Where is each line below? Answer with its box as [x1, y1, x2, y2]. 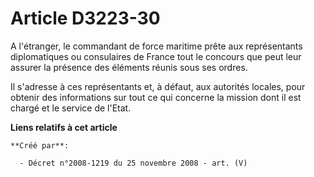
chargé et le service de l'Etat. [10, 102, 132, 114]
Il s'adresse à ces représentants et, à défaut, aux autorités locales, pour [10, 80, 306, 92]
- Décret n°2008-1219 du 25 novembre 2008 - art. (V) [19, 158, 248, 168]
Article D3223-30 [10, 7, 161, 30]
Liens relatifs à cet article [10, 121, 118, 133]
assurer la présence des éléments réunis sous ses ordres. [10, 61, 248, 73]
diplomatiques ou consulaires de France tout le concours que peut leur [10, 50, 302, 62]
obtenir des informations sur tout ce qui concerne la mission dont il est [10, 91, 302, 103]
